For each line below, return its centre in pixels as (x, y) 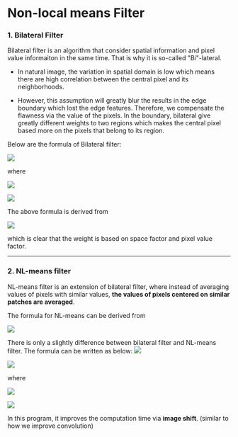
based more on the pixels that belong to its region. (91, 131)
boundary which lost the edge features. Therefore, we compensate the (121, 108)
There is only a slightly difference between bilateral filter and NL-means (112, 342)
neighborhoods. (41, 87)
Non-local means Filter (76, 13)
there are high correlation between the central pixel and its (103, 79)
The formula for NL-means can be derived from (76, 315)
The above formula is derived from (58, 212)
